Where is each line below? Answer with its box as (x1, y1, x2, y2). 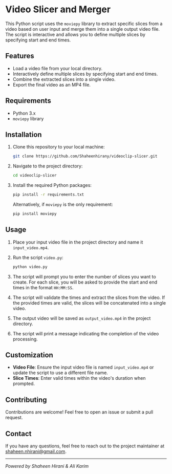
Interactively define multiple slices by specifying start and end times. (12, 71, 158, 77)
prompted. (12, 380, 35, 387)
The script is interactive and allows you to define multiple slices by (5, 31, 146, 37)
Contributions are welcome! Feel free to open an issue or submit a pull (5, 409, 154, 415)
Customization (5, 351, 54, 359)
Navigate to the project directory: (12, 163, 83, 169)
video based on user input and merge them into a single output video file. (5, 26, 160, 32)
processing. (12, 336, 38, 342)
